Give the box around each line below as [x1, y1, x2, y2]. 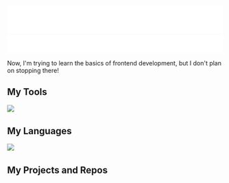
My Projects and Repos [7, 164, 108, 176]
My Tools [7, 86, 47, 98]
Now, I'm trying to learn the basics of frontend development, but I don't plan [7, 58, 221, 67]
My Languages [7, 125, 72, 137]
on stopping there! [7, 66, 60, 74]
